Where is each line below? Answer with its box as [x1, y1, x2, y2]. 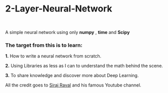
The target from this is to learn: [5, 41, 83, 48]
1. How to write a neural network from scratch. [5, 53, 102, 59]
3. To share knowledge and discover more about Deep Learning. [5, 72, 139, 78]
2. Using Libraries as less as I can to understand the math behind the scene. [5, 63, 163, 69]
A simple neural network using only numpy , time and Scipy [5, 29, 130, 35]
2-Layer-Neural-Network [5, 3, 112, 14]
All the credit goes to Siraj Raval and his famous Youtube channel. [5, 82, 142, 88]
